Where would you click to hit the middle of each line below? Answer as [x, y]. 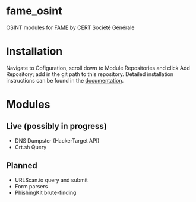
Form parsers [31, 186]
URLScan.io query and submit [51, 180]
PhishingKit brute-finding [45, 192]
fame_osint [34, 11]
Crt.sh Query [31, 147]
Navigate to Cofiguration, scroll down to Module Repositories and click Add [98, 68]
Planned [22, 165]
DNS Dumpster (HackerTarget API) [57, 140]
